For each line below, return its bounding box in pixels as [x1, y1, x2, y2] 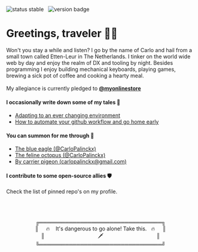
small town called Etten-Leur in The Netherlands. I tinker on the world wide [6, 53, 191, 60]
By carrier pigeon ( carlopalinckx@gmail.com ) [14, 158, 127, 165]
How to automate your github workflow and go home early [14, 118, 159, 125]
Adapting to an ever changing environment [14, 112, 121, 119]
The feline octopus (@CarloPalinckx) [14, 152, 106, 159]
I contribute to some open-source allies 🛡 [6, 172, 112, 179]
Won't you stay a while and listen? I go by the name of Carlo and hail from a [6, 46, 193, 53]
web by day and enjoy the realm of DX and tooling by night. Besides [6, 59, 173, 66]
